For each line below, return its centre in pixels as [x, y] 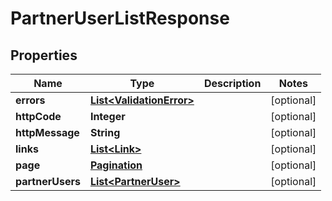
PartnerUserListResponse [120, 18]
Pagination [116, 165]
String [105, 132]
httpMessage [47, 132]
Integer [107, 116]
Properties [44, 55]
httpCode [38, 116]
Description [232, 83]
